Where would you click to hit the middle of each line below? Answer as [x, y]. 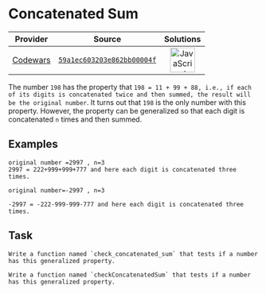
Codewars [31, 60]
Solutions [183, 39]
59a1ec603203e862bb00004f [108, 60]
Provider [31, 39]
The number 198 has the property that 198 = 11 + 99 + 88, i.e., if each [130, 87]
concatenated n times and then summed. [75, 119]
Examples [33, 144]
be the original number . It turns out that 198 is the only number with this [127, 102]
